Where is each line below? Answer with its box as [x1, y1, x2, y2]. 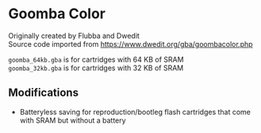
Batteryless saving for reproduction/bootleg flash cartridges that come [19, 107, 251, 116]
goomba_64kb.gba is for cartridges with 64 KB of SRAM [8, 55, 184, 64]
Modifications [8, 86, 79, 100]
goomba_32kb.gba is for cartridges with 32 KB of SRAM [8, 63, 184, 72]
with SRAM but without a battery [19, 116, 126, 125]
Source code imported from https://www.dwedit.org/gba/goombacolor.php [8, 39, 253, 48]
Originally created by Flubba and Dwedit [8, 31, 140, 40]
